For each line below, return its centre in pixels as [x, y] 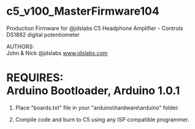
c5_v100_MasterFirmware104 [83, 11]
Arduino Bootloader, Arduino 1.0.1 [93, 91]
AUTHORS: [20, 46]
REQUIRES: [35, 78]
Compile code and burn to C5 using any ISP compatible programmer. [102, 119]
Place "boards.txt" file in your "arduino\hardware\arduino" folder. [97, 108]
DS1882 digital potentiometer [43, 34]
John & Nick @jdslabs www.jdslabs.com [57, 53]
